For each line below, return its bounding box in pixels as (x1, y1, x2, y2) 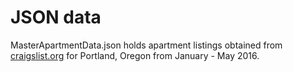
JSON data (10, 6, 102, 29)
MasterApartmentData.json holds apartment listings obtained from (10, 39, 283, 51)
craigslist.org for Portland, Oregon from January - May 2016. (10, 49, 260, 61)
